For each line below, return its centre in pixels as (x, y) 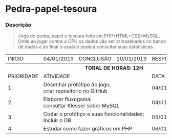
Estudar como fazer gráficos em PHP (88, 129)
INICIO (16, 59)
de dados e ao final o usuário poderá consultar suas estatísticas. (86, 47)
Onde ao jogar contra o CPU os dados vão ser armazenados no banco (92, 41)
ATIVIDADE (57, 76)
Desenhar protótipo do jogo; (77, 85)
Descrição (18, 25)
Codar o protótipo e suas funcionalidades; (94, 114)
